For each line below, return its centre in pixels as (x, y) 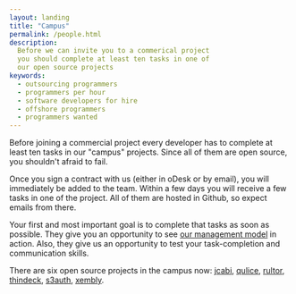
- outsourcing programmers (68, 84)
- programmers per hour (61, 92)
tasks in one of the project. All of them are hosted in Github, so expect (138, 198)
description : (34, 42)
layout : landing (39, 17)
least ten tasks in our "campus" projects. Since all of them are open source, (148, 152)
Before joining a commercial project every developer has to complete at (141, 143)
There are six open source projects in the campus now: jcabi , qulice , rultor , (147, 271)
